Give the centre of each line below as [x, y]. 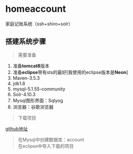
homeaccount [36, 9]
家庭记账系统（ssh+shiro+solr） [39, 24]
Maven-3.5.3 [26, 78]
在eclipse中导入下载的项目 [46, 146]
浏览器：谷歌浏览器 [33, 107]
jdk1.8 [19, 83]
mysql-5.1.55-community [39, 89]
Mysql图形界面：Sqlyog [38, 100]
